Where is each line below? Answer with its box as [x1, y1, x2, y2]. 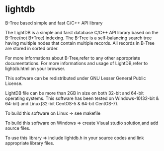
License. [5, 80, 23, 86]
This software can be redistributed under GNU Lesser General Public [5, 75, 146, 81]
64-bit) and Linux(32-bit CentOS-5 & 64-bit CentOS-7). [5, 100, 119, 106]
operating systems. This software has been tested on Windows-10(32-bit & [5, 95, 159, 101]
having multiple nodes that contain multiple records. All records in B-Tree [5, 40, 155, 46]
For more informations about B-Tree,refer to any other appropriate [5, 55, 141, 61]
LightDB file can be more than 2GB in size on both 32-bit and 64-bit [5, 90, 144, 96]
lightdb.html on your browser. [5, 66, 66, 72]
